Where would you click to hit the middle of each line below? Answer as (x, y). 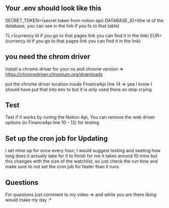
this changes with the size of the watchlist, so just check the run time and (81, 161)
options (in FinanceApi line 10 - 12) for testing (52, 122)
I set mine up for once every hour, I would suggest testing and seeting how (83, 151)
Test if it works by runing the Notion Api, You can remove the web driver (80, 117)
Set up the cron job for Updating (57, 138)
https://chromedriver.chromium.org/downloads (54, 74)
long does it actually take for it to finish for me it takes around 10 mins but (81, 156)
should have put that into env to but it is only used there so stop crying (79, 89)
